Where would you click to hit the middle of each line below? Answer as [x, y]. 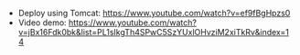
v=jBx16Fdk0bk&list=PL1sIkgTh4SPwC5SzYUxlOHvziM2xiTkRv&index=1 [154, 32]
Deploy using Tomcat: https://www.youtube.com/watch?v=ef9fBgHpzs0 [154, 13]
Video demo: [42, 23]
